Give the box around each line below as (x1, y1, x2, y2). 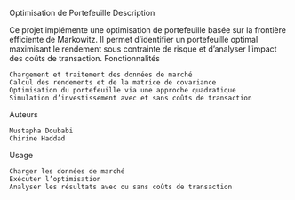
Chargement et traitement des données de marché (9, 70, 193, 79)
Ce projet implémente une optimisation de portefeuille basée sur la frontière (9, 25, 287, 35)
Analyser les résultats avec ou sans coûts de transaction (9, 182, 233, 191)
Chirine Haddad (9, 134, 66, 143)
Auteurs (9, 109, 38, 119)
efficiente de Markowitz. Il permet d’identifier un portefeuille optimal (9, 35, 259, 44)
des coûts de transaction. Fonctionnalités (9, 53, 160, 63)
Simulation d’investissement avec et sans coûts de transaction (9, 93, 252, 102)
